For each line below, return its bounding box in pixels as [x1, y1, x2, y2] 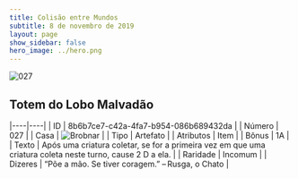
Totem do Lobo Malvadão [9, 97, 154, 112]
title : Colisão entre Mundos [9, 13, 118, 22]
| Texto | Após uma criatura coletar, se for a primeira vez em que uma [9, 140, 267, 150]
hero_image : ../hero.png [9, 47, 102, 55]
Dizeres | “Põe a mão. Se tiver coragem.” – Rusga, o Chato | [9, 158, 229, 169]
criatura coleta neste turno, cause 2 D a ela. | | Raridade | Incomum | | [9, 148, 267, 159]
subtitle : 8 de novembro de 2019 [9, 21, 135, 30]
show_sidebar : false [9, 38, 87, 47]
